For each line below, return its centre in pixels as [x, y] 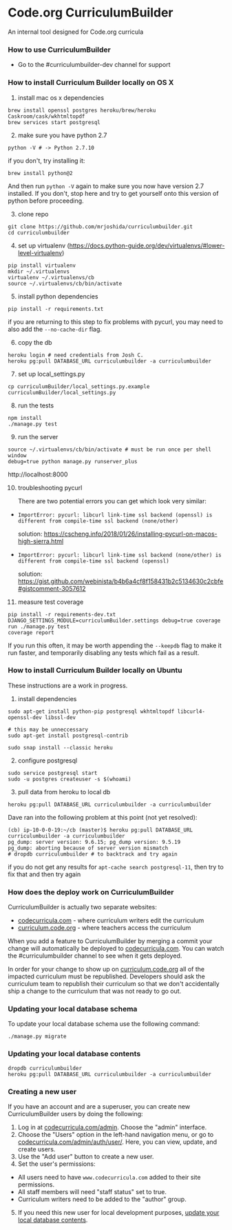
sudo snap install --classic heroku [60, 747]
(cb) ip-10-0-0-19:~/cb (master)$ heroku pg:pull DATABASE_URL [101, 830]
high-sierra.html [41, 541]
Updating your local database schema [73, 1009]
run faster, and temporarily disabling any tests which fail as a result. [104, 652]
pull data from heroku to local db [64, 792]
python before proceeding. [46, 201]
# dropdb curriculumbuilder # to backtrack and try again [93, 854]
